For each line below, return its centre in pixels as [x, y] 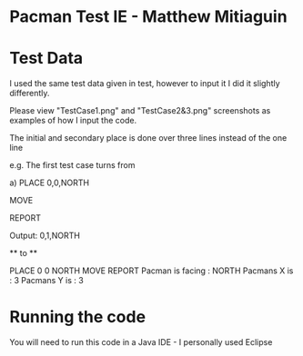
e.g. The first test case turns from [72, 165]
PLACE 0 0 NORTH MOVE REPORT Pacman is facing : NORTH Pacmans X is [151, 271]
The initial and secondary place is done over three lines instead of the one [148, 138]
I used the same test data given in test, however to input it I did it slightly [145, 84]
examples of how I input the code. [73, 121]
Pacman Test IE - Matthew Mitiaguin [149, 17]
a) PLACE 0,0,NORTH [49, 183]
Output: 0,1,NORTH [45, 236]
